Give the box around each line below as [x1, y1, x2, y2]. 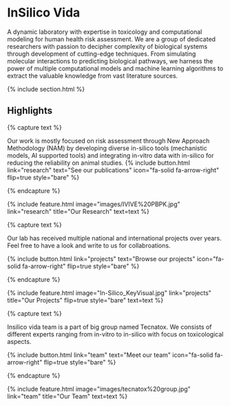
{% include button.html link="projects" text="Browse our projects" [7, 254, 196, 263]
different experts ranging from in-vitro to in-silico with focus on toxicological [7, 329, 224, 338]
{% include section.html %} [7, 85, 85, 93]
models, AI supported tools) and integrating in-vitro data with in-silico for [7, 151, 215, 159]
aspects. [7, 337, 32, 345]
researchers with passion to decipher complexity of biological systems [7, 42, 208, 50]
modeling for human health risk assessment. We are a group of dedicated [7, 34, 216, 43]
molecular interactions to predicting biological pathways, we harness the [7, 57, 213, 65]
